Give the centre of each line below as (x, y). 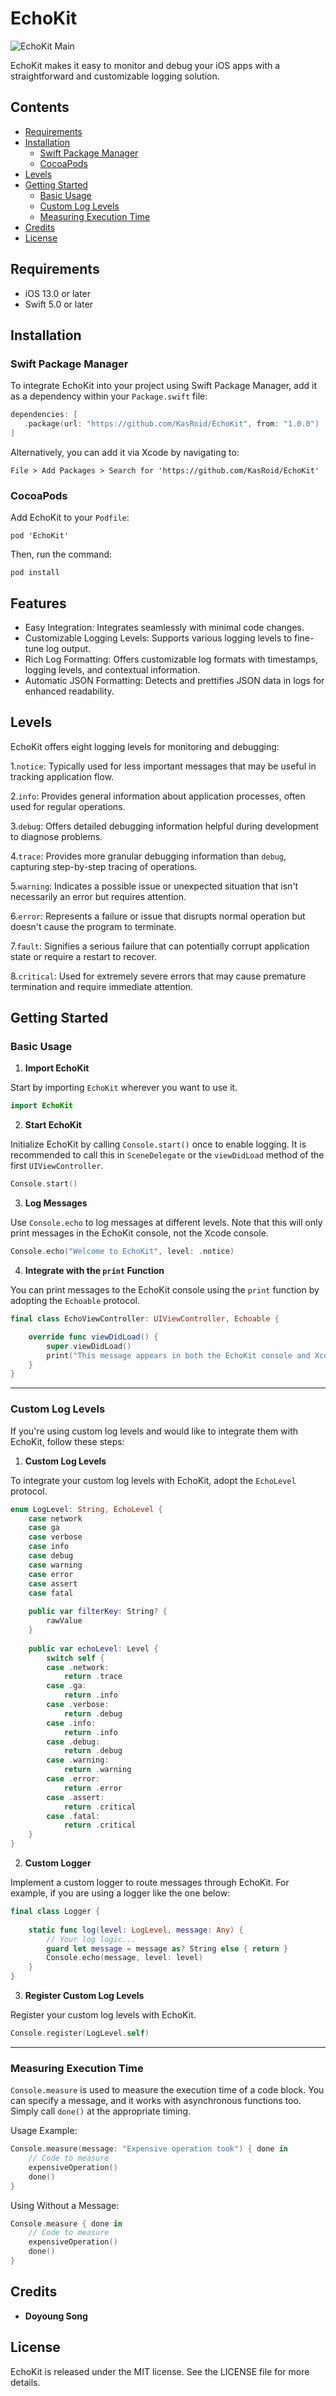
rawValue (64, 1621)
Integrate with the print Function (94, 1271)
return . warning (97, 1770)
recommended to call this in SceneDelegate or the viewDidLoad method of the (167, 1155)
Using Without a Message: (65, 2205)
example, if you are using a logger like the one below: (120, 1893)
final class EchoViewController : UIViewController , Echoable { (145, 1319)
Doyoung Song (56, 2316)
